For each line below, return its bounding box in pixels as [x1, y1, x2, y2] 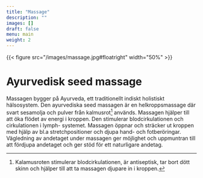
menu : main [6, 31, 34, 38]
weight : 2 [6, 37, 31, 43]
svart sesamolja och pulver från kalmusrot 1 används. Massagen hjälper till [6, 107, 190, 116]
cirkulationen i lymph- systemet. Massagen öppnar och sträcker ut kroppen [6, 122, 195, 129]
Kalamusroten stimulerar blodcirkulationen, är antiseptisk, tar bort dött [14, 158, 190, 165]
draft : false [6, 25, 39, 32]
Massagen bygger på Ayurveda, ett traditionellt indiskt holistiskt [6, 94, 165, 102]
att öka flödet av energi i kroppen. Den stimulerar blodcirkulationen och [6, 115, 184, 122]
